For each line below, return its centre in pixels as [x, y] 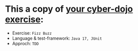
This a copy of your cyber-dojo [69, 9]
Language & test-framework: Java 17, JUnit [57, 38]
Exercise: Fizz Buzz [32, 33]
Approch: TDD [25, 43]
